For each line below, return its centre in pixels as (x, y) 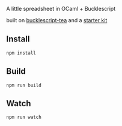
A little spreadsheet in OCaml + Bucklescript (61, 9)
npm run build (24, 85)
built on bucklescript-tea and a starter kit (57, 20)
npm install (21, 53)
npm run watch (24, 117)
